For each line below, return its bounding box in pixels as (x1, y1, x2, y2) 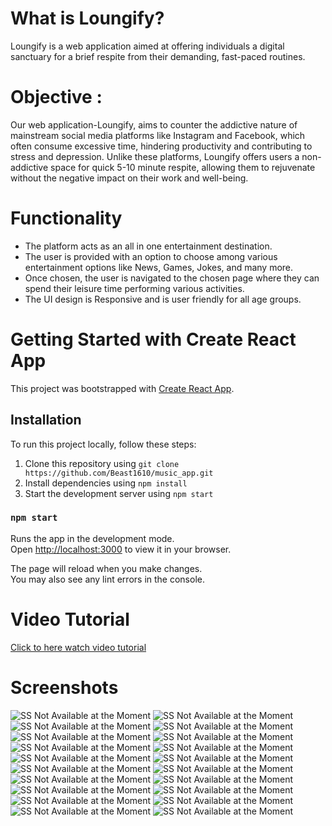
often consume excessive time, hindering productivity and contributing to (10, 140, 313, 152)
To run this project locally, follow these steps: (10, 438, 197, 450)
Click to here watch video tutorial (10, 641, 147, 653)
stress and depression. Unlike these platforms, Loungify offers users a (10, 150, 300, 162)
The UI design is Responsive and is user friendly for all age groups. (24, 293, 302, 305)
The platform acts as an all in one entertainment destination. (24, 240, 273, 252)
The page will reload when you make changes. (10, 562, 203, 574)
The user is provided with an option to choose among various (24, 250, 278, 262)
